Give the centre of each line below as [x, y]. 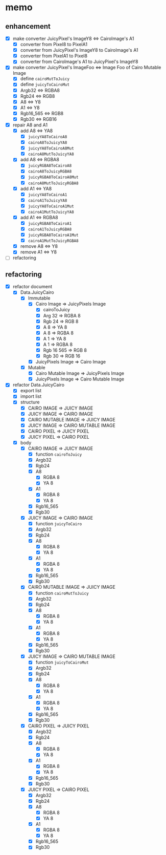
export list [31, 391]
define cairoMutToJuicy [45, 79]
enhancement [28, 26]
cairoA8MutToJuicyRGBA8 [53, 183]
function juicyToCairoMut [62, 662]
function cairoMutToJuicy [62, 593]
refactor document [32, 287]
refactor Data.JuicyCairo [39, 385]
